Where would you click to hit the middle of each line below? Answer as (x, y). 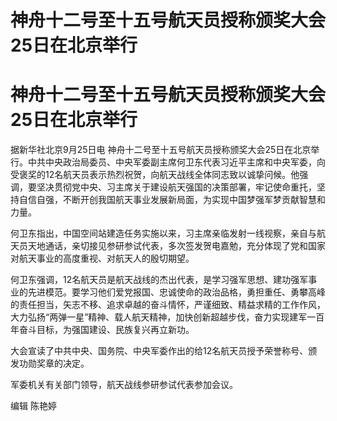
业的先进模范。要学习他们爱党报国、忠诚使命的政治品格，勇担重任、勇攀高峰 (168, 292)
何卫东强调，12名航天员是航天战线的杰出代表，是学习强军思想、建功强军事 (164, 280)
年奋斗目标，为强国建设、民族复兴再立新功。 (102, 330)
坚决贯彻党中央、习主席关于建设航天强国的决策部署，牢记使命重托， (176, 187)
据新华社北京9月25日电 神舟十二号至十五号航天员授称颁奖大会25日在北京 (161, 150)
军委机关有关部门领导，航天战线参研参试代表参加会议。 (124, 385)
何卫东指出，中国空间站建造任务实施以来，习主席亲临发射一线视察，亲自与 (163, 233)
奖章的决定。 (63, 363)
